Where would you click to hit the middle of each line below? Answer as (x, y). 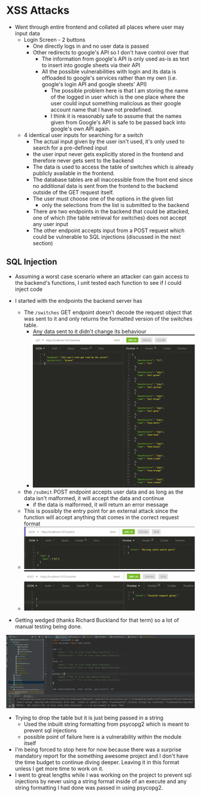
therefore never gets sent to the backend (83, 160)
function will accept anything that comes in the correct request (101, 517)
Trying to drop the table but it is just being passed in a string (89, 717)
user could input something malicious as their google (116, 103)
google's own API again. (80, 129)
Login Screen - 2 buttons (54, 39)
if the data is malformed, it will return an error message (100, 504)
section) (43, 243)
